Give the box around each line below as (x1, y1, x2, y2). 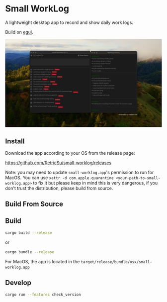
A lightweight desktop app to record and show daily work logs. (5, 19, 133, 25)
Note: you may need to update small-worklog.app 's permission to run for (5, 170, 154, 176)
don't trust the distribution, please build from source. (5, 185, 113, 192)
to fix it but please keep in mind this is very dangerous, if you (33, 180, 158, 186)
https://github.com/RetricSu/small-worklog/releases (5, 160, 112, 166)
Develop (5, 278, 31, 287)
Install (5, 137, 25, 145)
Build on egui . (5, 29, 33, 35)
